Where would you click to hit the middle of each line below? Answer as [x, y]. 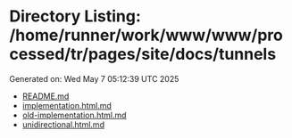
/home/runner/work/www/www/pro [146, 35]
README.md [46, 96]
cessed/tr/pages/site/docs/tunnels [143, 54]
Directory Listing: [75, 16]
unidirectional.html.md [63, 124]
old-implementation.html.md [74, 115]
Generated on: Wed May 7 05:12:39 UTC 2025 [94, 78]
